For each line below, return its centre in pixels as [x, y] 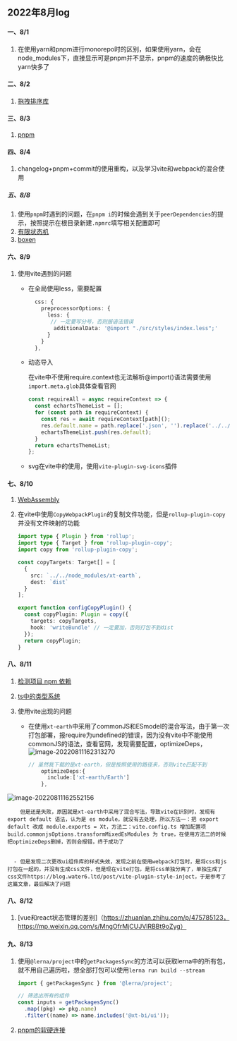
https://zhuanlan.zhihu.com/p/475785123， [166, 918]
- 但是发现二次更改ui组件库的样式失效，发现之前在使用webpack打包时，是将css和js [120, 862]
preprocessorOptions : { [76, 309]
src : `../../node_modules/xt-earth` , [86, 576]
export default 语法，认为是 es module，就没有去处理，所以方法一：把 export [113, 820]
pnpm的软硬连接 [41, 1030]
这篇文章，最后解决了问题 [39, 884]
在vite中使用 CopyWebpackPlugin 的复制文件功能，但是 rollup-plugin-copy [121, 514]
